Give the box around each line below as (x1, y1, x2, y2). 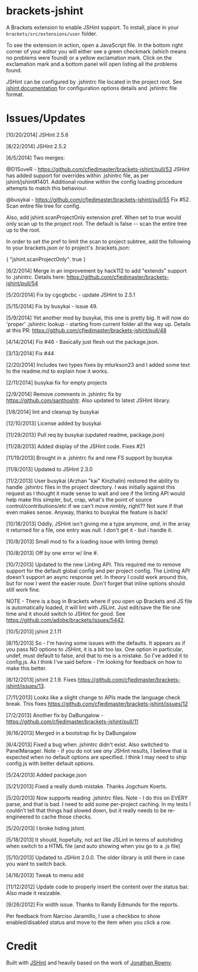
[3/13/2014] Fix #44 (6, 350, 54, 357)
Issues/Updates (6, 111, 86, 125)
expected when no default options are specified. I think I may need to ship (6, 753, 187, 760)
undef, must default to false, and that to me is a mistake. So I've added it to (6, 652, 189, 659)
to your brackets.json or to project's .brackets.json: (6, 244, 131, 251)
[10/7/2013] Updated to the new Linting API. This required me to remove (6, 561, 181, 568)
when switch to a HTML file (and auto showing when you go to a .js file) (6, 842, 181, 849)
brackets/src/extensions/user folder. (6, 30, 98, 37)
